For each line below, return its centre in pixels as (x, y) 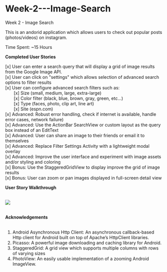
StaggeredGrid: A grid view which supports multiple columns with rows (85, 248)
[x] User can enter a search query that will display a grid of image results (80, 66)
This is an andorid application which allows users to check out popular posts (84, 32)
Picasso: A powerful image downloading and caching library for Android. (87, 243)
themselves (17, 141)
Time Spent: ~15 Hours (29, 47)
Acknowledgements (27, 217)
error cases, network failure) (34, 119)
